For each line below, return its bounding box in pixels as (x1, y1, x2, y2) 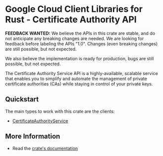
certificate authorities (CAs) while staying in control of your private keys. (5, 80, 153, 87)
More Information (5, 132, 60, 141)
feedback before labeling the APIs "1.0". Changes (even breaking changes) (5, 40, 158, 46)
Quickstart (5, 95, 39, 104)
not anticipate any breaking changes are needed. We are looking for (5, 36, 144, 41)
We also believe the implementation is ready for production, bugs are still (5, 55, 154, 61)
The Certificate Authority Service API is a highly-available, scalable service (5, 70, 158, 76)
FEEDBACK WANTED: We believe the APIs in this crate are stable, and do (5, 30, 155, 36)
